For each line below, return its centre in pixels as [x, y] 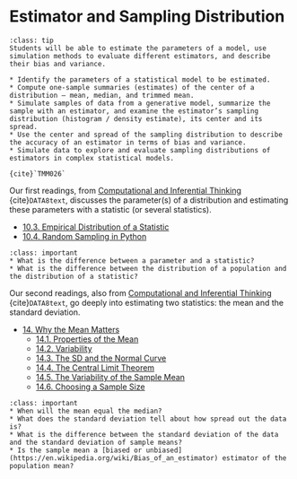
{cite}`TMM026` [38, 174]
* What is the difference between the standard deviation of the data [144, 434]
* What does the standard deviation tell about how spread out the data [148, 419]
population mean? [42, 466]
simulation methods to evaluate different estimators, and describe [140, 56]
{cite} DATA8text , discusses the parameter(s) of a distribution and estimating [149, 200]
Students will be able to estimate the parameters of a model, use [138, 48]
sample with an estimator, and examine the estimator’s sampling [134, 111]
